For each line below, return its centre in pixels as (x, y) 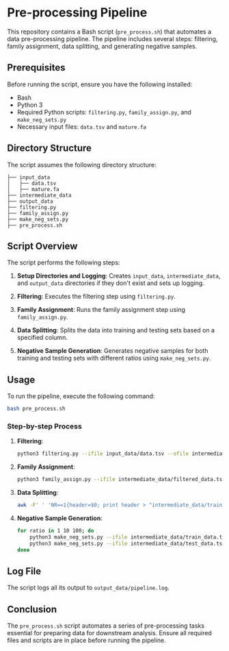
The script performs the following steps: (64, 262)
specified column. (42, 338)
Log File (24, 571)
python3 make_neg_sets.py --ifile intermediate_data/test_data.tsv (127, 543)
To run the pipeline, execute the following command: (81, 396)
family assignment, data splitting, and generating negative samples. (102, 46)
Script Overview (42, 246)
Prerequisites (36, 67)
